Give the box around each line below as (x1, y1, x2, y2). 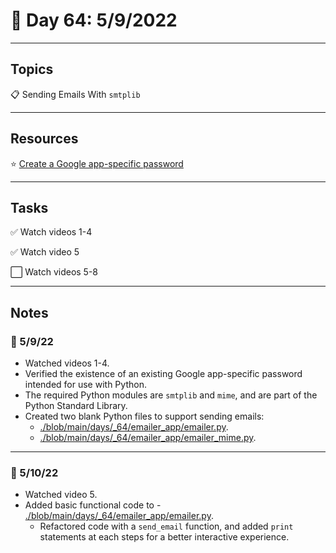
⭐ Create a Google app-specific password (10, 157, 184, 169)
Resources (10, 130, 79, 148)
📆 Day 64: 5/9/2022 (10, 9, 178, 32)
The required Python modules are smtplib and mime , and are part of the (24, 389, 318, 401)
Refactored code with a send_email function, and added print (39, 520, 294, 533)
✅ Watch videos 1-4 (10, 226, 93, 238)
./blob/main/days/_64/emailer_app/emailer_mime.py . (39, 432, 257, 444)
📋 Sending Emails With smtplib (10, 88, 141, 100)
